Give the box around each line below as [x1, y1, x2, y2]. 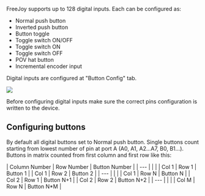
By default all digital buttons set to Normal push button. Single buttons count [6, 138, 199, 146]
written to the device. [6, 104, 60, 111]
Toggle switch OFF [15, 50, 63, 57]
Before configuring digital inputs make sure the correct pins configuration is [6, 98, 198, 105]
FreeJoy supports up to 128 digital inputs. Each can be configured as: [6, 6, 182, 12]
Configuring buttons [6, 122, 86, 132]
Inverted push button [15, 24, 69, 31]
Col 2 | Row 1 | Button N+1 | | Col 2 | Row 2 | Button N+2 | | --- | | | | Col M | [6, 176, 195, 183]
